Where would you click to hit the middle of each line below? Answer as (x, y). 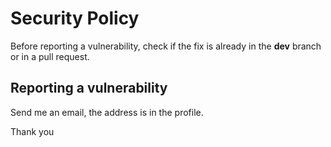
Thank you (32, 131)
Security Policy (75, 18)
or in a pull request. (50, 56)
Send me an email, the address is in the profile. (107, 112)
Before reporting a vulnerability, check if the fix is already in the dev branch (166, 46)
